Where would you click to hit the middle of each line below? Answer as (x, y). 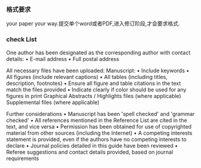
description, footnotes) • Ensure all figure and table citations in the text (94, 83)
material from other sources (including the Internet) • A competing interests (99, 133)
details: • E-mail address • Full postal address (63, 59)
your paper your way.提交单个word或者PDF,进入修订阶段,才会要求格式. (93, 24)
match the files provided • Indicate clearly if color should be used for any (96, 89)
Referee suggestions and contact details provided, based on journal (90, 152)
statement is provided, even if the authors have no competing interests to (96, 139)
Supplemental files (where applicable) (53, 102)
